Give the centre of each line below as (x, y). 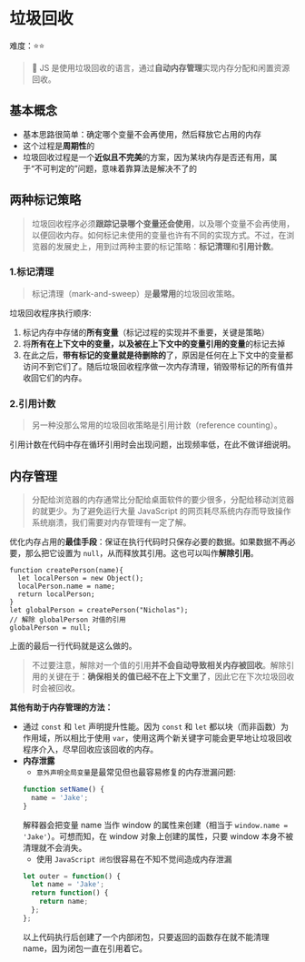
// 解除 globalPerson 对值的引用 (68, 620)
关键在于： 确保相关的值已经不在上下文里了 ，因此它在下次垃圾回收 (171, 676)
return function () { (70, 893)
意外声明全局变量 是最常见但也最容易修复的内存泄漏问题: (136, 772)
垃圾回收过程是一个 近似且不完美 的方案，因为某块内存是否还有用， (146, 157)
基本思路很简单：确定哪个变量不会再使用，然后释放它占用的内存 (142, 134)
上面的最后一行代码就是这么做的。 (73, 645)
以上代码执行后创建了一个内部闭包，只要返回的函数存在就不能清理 (146, 937)
